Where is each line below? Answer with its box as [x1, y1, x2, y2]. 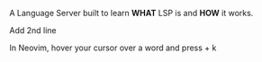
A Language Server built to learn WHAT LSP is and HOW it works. [9, 8, 254, 18]
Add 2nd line [9, 25, 57, 35]
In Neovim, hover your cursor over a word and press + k [9, 42, 217, 53]
